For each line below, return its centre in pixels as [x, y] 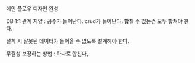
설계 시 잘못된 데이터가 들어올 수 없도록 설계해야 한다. [68, 41]
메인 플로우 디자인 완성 [32, 9]
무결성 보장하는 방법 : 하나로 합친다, [47, 54]
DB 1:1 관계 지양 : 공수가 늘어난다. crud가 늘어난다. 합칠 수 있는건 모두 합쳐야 [94, 21]
